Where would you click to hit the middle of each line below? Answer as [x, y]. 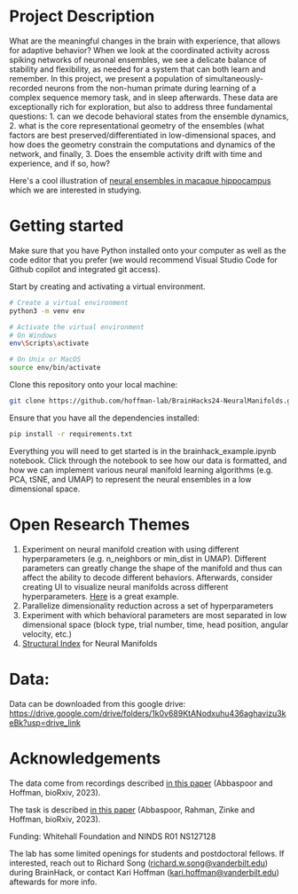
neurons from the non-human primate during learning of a [150, 88]
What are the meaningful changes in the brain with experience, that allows [145, 41]
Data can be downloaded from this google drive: [98, 703]
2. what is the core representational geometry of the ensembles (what [137, 125]
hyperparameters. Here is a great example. [100, 596]
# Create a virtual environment [69, 302]
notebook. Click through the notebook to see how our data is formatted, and [148, 460]
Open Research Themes [100, 524]
